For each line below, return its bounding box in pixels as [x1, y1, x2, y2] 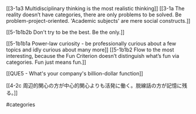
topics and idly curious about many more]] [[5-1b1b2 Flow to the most [6, 46, 174, 53]
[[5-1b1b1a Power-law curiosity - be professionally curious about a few [6, 40, 177, 47]
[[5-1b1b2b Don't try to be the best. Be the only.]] [6, 29, 125, 36]
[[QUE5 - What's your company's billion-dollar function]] [6, 70, 144, 77]
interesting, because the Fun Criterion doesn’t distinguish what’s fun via [6, 53, 180, 59]
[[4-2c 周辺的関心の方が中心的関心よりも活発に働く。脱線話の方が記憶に [6, 82, 183, 89]
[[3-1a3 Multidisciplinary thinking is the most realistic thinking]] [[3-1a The [6, 5, 185, 12]
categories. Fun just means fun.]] [6, 58, 86, 65]
